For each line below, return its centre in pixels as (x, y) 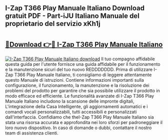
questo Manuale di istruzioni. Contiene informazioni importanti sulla (74, 80)
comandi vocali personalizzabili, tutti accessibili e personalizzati (71, 112)
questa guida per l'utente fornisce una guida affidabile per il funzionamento (83, 64)
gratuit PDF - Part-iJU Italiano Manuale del (72, 16)
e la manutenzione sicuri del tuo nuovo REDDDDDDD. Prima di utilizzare (79, 70)
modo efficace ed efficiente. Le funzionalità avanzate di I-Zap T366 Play (79, 96)
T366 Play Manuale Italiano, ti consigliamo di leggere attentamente (83, 75)
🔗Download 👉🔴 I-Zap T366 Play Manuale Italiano (84, 44)
